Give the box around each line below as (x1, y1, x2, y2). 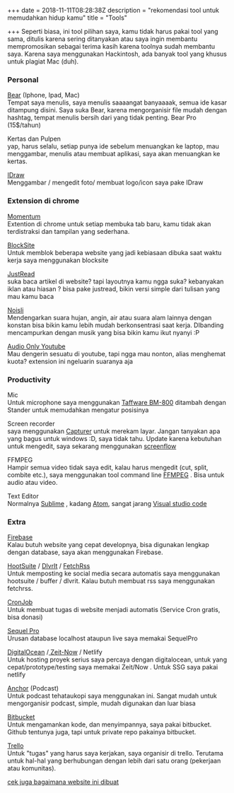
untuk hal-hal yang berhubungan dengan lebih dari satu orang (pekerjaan (7, 756, 221, 765)
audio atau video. (7, 478, 58, 486)
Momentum (7, 212, 41, 221)
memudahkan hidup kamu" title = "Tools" (7, 13, 127, 22)
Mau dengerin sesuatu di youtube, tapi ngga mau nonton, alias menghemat (7, 349, 226, 358)
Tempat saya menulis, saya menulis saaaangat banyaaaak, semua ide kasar (7, 98, 228, 107)
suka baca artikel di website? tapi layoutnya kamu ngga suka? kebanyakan (7, 277, 224, 286)
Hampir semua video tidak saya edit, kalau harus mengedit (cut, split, (7, 463, 209, 471)
